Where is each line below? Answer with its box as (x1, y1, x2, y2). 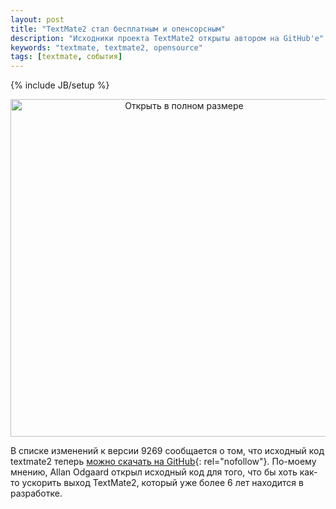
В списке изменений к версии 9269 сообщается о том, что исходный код (10, 445, 325, 457)
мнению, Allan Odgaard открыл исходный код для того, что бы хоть (10, 466, 298, 478)
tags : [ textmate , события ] (10, 52, 123, 62)
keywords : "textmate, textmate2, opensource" (10, 42, 203, 53)
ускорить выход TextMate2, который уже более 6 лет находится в (21, 477, 304, 489)
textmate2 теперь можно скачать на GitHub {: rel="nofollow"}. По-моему (10, 456, 317, 468)
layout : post (10, 14, 65, 25)
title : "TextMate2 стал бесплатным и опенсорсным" (10, 24, 226, 34)
